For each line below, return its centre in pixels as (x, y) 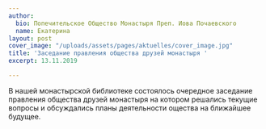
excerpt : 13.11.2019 (43, 61)
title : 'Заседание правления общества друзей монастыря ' (108, 53)
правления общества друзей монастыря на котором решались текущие (133, 99)
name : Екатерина (43, 31)
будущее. (25, 116)
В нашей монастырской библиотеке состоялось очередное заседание (131, 90)
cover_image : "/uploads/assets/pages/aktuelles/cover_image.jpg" (120, 46)
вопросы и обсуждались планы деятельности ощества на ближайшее (130, 108)
